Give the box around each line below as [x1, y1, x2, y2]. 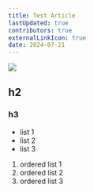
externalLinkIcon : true [8, 33, 87, 42]
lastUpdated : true [8, 19, 69, 27]
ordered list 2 [19, 167, 63, 177]
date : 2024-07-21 [8, 41, 66, 49]
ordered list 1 [19, 159, 62, 169]
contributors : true [8, 26, 73, 34]
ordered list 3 [19, 176, 64, 186]
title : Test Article [8, 11, 77, 20]
